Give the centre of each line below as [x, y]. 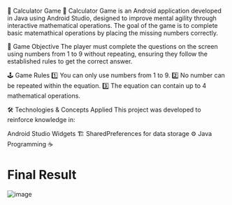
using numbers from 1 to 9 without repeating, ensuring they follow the [108, 54]
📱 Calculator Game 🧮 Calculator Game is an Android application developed [114, 11]
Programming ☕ [30, 144]
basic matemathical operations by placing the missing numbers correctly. [113, 33]
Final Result [42, 175]
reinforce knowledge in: [41, 120]
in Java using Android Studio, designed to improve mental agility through [112, 18]
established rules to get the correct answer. [70, 61]
